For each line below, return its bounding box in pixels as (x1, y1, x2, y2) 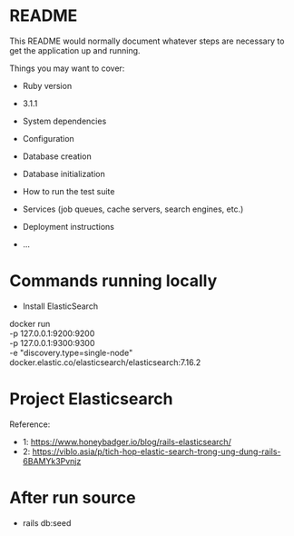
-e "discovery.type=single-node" (9, 347, 133, 358)
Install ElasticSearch (22, 301, 98, 312)
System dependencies (22, 115, 107, 126)
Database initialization (22, 168, 106, 179)
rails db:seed (22, 517, 72, 528)
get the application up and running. (9, 45, 141, 55)
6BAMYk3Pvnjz (22, 455, 82, 466)
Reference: (9, 419, 51, 430)
